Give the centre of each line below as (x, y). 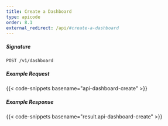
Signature (18, 46)
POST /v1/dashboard (30, 61)
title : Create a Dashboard (39, 11)
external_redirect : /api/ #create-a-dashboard (62, 28)
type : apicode (23, 17)
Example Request (28, 73)
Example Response (30, 102)
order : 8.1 (19, 22)
